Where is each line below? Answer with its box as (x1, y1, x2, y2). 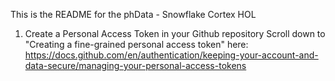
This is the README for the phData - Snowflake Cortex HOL (10, 9, 257, 20)
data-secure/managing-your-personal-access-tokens (24, 60, 247, 71)
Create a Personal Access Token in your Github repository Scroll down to (24, 28, 326, 39)
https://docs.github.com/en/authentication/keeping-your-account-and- (24, 49, 319, 61)
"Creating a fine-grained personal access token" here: (24, 39, 249, 50)
